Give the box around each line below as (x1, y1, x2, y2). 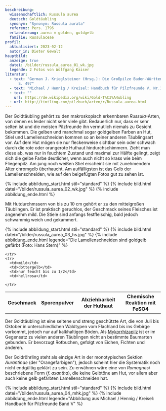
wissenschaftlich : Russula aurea (9, 12, 79, 17)
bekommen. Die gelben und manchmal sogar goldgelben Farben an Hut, (5, 129, 152, 135)
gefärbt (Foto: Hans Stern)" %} (5, 242, 68, 248)
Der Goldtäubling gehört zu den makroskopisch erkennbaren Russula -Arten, (5, 113, 161, 119)
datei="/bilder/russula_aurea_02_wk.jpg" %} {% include (5, 186, 119, 192)
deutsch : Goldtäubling (9, 16, 56, 21)
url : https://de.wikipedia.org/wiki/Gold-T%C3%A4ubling (14, 95, 132, 100)
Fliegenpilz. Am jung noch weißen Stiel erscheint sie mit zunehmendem (5, 161, 151, 167)
